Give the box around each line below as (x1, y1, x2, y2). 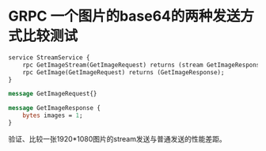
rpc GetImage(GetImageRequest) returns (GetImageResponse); (22, 68, 225, 76)
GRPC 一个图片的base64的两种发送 (8, 7, 241, 25)
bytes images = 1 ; (22, 111, 83, 119)
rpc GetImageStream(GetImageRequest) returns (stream (22, 61, 203, 69)
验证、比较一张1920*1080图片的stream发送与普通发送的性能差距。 (8, 134, 227, 143)
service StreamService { (8, 53, 90, 62)
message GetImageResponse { (8, 104, 101, 112)
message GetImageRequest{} (8, 90, 97, 98)
